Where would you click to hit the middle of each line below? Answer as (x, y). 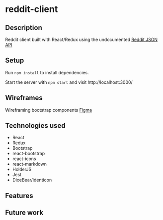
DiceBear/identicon (32, 180)
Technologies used (35, 126)
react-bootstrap (29, 154)
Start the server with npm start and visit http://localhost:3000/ (69, 82)
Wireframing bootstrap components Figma (49, 110)
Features (19, 196)
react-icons (24, 159)
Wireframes (24, 98)
